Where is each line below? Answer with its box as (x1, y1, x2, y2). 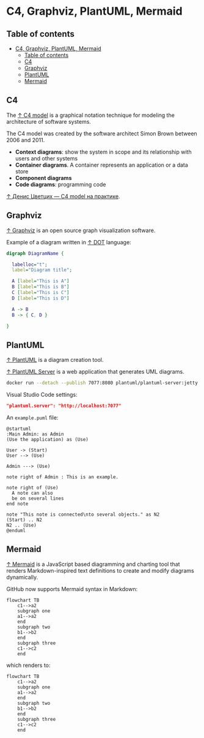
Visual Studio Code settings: (6, 391, 78, 399)
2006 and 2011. (6, 136, 45, 143)
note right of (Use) (6, 484, 59, 491)
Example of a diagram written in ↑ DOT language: (6, 238, 131, 246)
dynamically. (6, 573, 38, 581)
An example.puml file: (6, 413, 59, 421)
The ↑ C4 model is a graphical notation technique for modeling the (6, 111, 175, 119)
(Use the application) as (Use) (6, 436, 89, 442)
